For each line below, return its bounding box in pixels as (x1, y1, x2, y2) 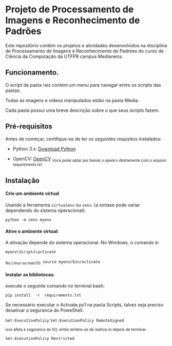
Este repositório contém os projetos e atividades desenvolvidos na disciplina (5, 42, 167, 48)
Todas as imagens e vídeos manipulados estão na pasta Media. (5, 97, 140, 103)
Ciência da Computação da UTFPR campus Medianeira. (5, 53, 123, 60)
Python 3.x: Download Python (12, 145, 76, 152)
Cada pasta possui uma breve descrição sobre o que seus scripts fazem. (5, 107, 160, 113)
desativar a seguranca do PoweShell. (5, 307, 84, 314)
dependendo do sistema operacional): (5, 207, 86, 214)
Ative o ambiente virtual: (5, 228, 59, 234)
